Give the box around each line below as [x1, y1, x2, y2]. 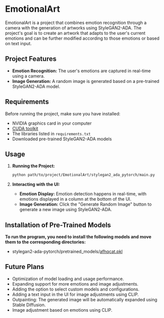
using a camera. [12, 73, 45, 79]
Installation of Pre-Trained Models [5, 221, 111, 229]
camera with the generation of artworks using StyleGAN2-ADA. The [5, 25, 142, 30]
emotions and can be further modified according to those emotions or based [5, 35, 160, 41]
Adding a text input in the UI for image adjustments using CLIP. [12, 291, 139, 297]
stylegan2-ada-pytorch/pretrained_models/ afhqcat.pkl [12, 249, 123, 255]
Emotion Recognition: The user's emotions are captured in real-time [12, 68, 151, 74]
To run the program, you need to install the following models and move [5, 234, 152, 240]
